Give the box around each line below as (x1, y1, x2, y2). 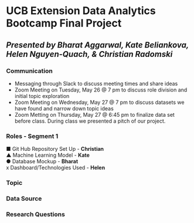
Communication (6, 66, 53, 75)
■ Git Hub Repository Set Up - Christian (6, 146, 104, 153)
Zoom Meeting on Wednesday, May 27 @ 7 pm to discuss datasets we (14, 99, 185, 106)
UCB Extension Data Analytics (6, 4, 156, 18)
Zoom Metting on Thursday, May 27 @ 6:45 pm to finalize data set (14, 111, 175, 118)
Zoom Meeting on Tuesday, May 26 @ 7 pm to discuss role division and (14, 86, 188, 93)
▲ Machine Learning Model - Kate (6, 151, 90, 159)
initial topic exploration (14, 92, 70, 99)
